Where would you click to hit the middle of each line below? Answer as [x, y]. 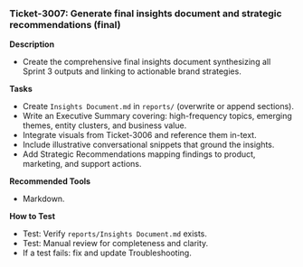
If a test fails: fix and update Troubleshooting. [107, 253]
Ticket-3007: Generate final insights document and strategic [146, 14]
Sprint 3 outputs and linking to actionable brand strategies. [132, 71]
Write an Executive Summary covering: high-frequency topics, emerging [157, 116]
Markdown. [43, 199]
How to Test [33, 216]
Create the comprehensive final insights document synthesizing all [147, 62]
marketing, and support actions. [82, 164]
